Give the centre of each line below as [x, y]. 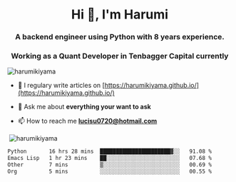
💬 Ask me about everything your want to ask [84, 107]
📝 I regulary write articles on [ [61, 86]
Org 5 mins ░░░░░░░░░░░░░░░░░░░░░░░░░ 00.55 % [110, 171]
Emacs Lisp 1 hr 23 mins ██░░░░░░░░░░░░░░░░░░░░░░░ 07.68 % [110, 158]
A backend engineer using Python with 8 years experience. [120, 37]
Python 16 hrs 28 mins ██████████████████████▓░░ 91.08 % [110, 152]
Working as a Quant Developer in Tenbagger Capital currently [120, 56]
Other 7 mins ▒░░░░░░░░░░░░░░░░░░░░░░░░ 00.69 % [110, 165]
